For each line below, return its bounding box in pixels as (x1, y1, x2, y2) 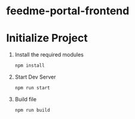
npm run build (14, 107, 50, 113)
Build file (14, 95, 37, 102)
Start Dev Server (14, 73, 56, 80)
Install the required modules (14, 51, 84, 58)
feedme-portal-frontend (6, 4, 130, 18)
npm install (14, 62, 45, 69)
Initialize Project (6, 32, 88, 45)
